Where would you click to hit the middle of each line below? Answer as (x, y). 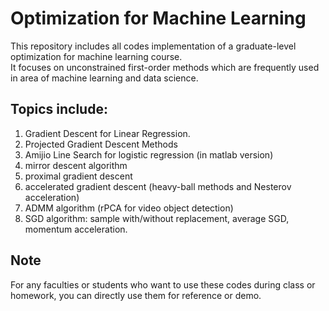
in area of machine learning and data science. (104, 78)
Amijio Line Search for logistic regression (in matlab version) (149, 154)
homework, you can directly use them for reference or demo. (136, 295)
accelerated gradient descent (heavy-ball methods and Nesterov (158, 186)
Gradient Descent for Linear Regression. (107, 133)
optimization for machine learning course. (96, 56)
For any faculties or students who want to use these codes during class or (163, 284)
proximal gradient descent (78, 176)
